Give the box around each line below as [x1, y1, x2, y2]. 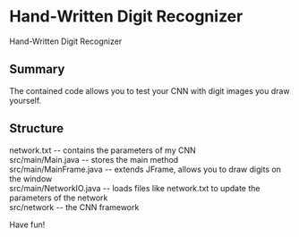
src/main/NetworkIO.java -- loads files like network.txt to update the [9, 182, 261, 193]
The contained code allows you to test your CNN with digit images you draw [9, 85, 290, 96]
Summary [9, 62, 65, 77]
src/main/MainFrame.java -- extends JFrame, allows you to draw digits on [9, 164, 282, 174]
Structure [9, 121, 64, 136]
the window [9, 173, 53, 184]
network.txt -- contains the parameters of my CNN [9, 145, 197, 156]
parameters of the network [9, 192, 108, 203]
